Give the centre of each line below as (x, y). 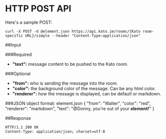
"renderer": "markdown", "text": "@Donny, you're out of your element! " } (80, 108)
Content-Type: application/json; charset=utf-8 (55, 132)
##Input (13, 45)
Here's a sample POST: (29, 22)
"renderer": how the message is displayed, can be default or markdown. (87, 93)
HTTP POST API (38, 9)
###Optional (18, 73)
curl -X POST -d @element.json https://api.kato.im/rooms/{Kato (73, 31)
